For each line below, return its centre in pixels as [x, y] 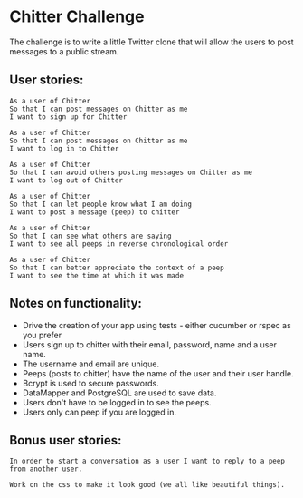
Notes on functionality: [76, 303]
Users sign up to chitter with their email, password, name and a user [150, 344]
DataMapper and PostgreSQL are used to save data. [119, 393]
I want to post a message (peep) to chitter [95, 212]
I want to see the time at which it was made [96, 275]
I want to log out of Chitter [66, 180]
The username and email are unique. [91, 364]
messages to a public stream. [64, 51]
